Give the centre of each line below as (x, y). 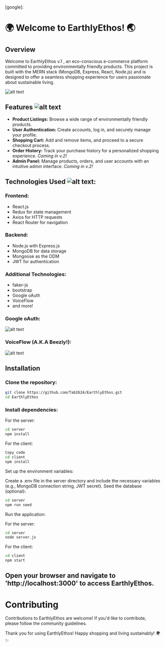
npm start (15, 561)
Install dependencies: (32, 410)
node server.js (21, 537)
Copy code (15, 453)
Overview (20, 50)
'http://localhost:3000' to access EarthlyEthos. (80, 583)
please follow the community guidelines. (46, 623)
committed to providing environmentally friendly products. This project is (79, 67)
